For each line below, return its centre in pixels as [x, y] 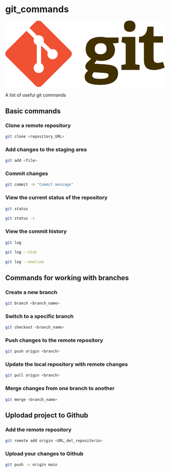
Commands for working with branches [67, 278]
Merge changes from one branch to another [60, 389]
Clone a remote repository [38, 125]
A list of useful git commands [36, 95]
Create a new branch [31, 292]
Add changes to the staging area [46, 149]
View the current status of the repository [56, 198]
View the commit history [36, 231]
